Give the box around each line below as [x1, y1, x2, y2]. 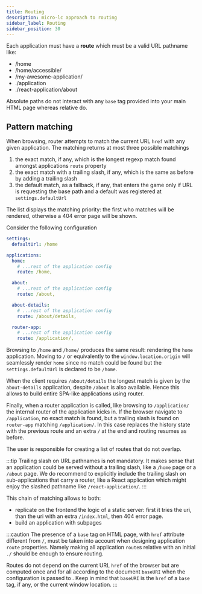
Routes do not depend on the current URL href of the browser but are [6, 562, 179, 569]
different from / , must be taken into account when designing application [6, 537, 185, 544]
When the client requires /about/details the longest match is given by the [6, 377, 191, 385]
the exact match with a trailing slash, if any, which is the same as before [14, 168, 194, 176]
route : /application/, [17, 336, 74, 342]
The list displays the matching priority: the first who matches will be [6, 206, 174, 213]
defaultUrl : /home [11, 241, 58, 247]
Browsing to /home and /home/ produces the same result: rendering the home [6, 346, 193, 354]
